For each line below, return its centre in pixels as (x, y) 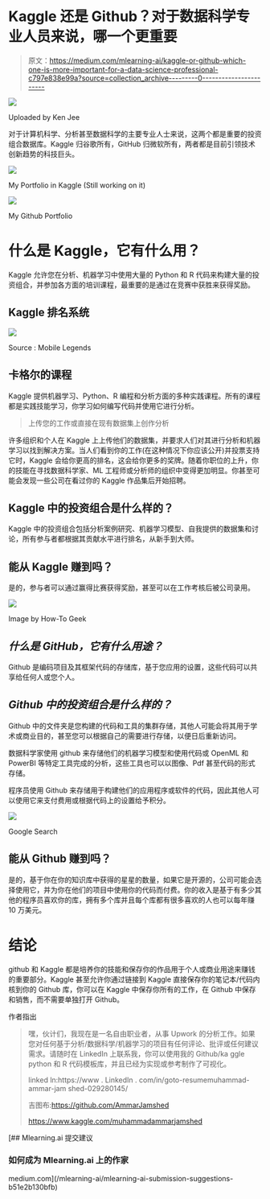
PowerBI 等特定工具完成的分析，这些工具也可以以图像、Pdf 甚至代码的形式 (132, 763)
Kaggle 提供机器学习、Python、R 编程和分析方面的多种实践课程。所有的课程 (135, 396)
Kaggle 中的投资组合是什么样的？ (91, 508)
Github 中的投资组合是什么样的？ (90, 705)
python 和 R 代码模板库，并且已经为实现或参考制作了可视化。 (129, 1064)
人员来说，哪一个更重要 (100, 37)
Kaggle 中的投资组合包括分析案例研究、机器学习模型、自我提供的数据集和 (130, 529)
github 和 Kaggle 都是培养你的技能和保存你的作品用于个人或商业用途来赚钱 (132, 969)
